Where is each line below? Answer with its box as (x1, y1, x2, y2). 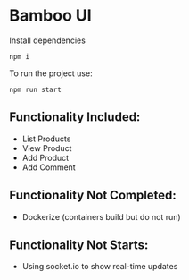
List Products (21, 133, 71, 144)
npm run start (9, 85, 62, 94)
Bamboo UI (9, 5, 92, 26)
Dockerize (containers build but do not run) (21, 211, 181, 222)
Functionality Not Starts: (9, 237, 149, 252)
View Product (21, 142, 72, 153)
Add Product (21, 152, 70, 163)
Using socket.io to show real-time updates (21, 261, 178, 272)
